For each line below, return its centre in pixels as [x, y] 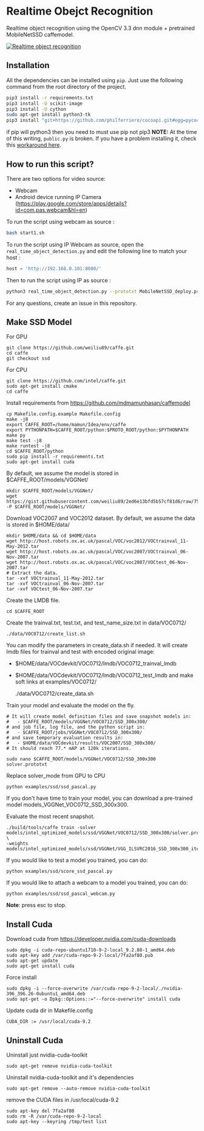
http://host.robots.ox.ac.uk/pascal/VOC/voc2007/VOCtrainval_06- [104, 552]
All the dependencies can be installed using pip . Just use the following [95, 80]
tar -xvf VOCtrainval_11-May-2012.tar [55, 579]
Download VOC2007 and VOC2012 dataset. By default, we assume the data [101, 518]
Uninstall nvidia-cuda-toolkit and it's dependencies [70, 1077]
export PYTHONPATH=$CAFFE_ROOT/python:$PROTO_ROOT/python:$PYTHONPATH [97, 430]
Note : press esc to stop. [36, 905]
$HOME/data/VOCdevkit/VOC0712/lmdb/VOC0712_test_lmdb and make [104, 675]
